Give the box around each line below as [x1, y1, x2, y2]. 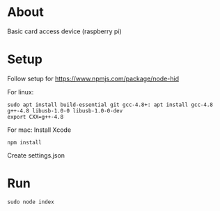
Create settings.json [7, 151, 65, 160]
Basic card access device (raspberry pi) [7, 27, 122, 35]
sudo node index [7, 199, 54, 205]
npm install [7, 139, 42, 146]
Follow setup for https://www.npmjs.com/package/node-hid [7, 74, 180, 83]
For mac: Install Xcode [7, 126, 72, 134]
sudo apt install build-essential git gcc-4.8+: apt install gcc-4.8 [7, 101, 214, 108]
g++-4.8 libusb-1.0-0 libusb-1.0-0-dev [7, 107, 123, 115]
